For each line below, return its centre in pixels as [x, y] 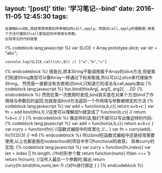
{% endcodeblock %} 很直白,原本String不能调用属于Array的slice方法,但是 [78, 71]
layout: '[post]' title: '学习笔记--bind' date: [70, 9]
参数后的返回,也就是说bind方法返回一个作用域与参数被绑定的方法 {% [86, 101]
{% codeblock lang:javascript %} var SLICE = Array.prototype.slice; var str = [81, 48]
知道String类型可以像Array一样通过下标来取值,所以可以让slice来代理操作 [81, 77]
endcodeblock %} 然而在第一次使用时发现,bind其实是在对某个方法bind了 [77, 94]
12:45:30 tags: [46, 17]
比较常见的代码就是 [21, 39]
